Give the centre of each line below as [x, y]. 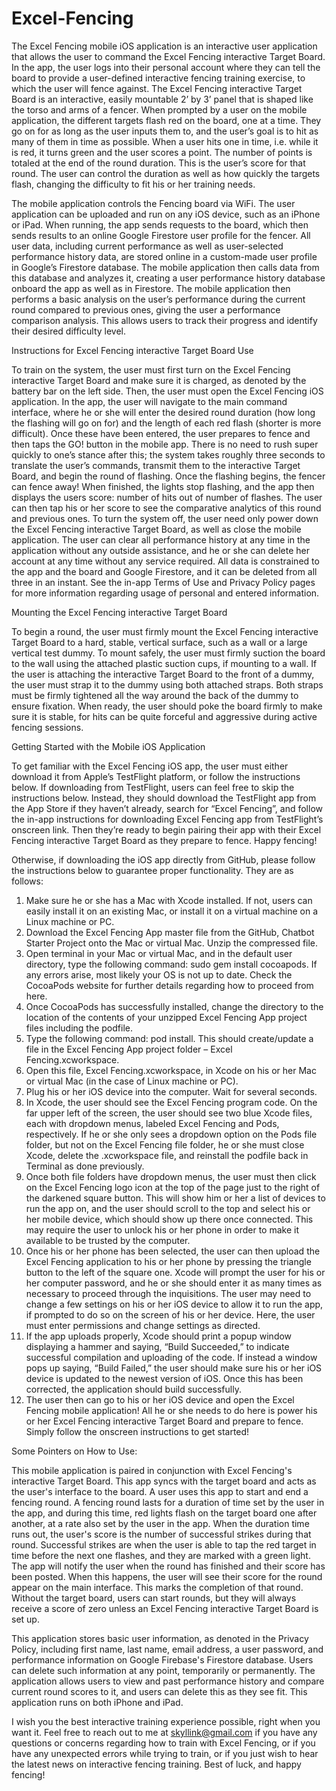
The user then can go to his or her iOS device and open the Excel [160, 1399]
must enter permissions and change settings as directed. [143, 1325]
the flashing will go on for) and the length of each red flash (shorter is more [166, 423]
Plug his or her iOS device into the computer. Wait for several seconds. [171, 1091]
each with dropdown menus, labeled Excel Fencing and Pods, [152, 1123]
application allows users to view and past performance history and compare [168, 1681]
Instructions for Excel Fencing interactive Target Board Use [132, 350]
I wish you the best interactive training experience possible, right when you [166, 1721]
